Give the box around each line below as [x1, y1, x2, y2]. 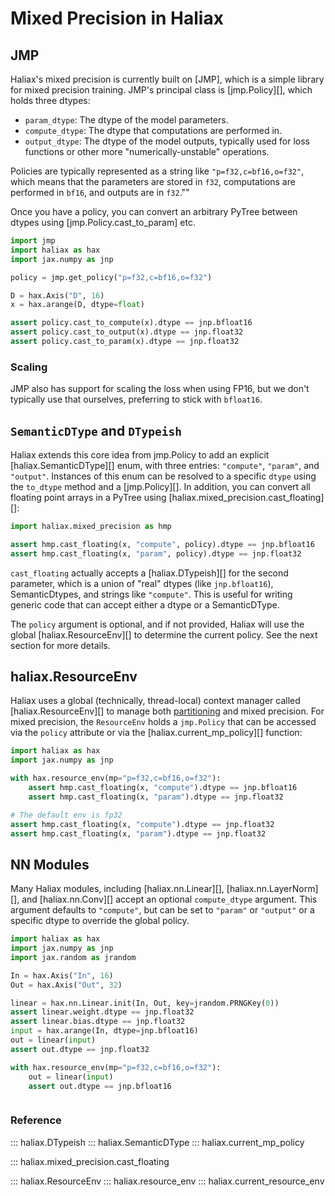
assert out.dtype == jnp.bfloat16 [28, 1081, 172, 1091]
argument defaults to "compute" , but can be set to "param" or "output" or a [10, 904, 315, 916]
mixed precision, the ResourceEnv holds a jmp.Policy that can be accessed [10, 716, 317, 728]
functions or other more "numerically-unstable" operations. [24, 146, 270, 157]
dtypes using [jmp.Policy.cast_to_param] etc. [10, 217, 196, 228]
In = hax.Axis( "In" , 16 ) [10, 970, 114, 981]
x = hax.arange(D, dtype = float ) [10, 300, 145, 310]
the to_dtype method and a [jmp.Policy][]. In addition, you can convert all [10, 480, 311, 492]
